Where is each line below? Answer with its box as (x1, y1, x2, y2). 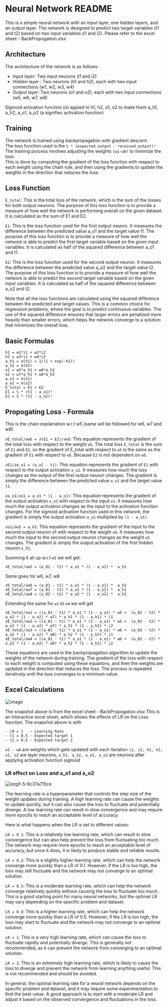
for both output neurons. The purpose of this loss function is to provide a (5, 203, 156, 209)
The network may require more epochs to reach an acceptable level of (5, 842, 151, 848)
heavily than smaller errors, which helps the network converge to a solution (5, 317, 161, 323)
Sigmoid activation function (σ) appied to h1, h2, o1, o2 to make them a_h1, (5, 104, 158, 110)
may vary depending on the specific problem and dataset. (5, 899, 125, 905)
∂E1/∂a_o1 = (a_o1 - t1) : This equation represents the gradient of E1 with (5, 462, 158, 467)
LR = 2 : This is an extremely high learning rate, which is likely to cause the (5, 960, 158, 966)
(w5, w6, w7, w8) (12, 94, 48, 100)
